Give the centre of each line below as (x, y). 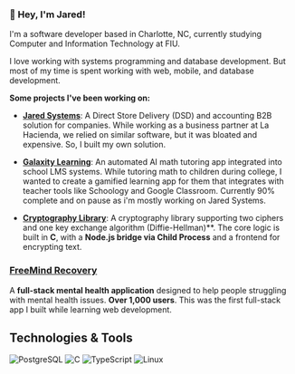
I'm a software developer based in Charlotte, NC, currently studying (136, 34)
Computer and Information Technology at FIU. (95, 43)
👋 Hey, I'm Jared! (48, 14)
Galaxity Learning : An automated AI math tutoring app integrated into (152, 162)
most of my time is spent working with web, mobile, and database (132, 71)
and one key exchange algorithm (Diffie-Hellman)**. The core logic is (151, 228)
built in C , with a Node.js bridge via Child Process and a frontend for (151, 237)
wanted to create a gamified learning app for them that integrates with (153, 181)
